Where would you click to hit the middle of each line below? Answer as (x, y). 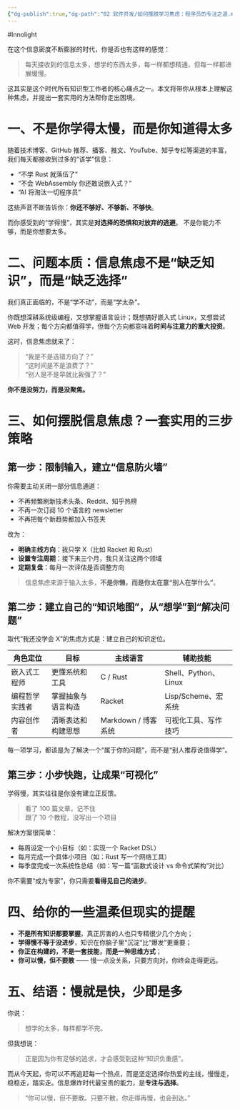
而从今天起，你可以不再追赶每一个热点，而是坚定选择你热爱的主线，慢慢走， (120, 1074)
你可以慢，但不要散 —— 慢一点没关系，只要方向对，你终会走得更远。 (120, 960)
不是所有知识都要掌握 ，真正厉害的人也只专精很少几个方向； (105, 934)
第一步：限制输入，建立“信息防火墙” (87, 468)
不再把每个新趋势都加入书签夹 (61, 519)
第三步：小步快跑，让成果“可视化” (83, 775)
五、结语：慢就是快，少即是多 (95, 992)
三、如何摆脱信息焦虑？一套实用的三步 (120, 421)
